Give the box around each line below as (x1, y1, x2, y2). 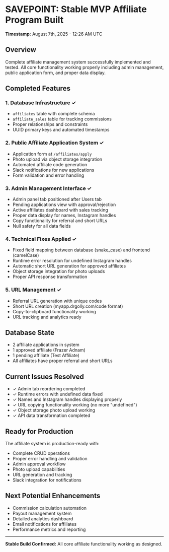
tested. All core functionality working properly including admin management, (5, 64, 164, 70)
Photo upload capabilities (12, 466, 65, 472)
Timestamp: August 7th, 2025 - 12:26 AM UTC (5, 31, 103, 37)
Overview (5, 45, 37, 54)
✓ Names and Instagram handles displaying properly (12, 396, 122, 402)
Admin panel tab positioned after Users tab (12, 196, 102, 202)
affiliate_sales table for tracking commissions (12, 116, 112, 122)
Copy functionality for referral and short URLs (12, 218, 108, 224)
